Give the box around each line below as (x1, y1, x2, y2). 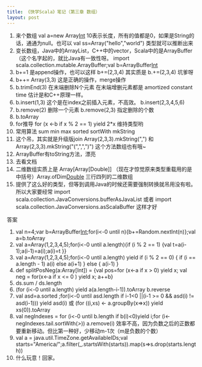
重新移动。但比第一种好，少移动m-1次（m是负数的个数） (20, 327, 162, 334)
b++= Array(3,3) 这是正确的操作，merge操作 (15, 76, 127, 83)
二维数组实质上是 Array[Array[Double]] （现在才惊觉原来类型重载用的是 (15, 165, 192, 173)
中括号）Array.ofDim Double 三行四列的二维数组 (15, 173, 133, 180)
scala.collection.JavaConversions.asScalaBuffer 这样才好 (15, 203, 158, 210)
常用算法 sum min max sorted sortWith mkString (15, 127, 135, 135)
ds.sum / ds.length (15, 279, 62, 287)
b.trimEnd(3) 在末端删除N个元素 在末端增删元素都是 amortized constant (15, 83, 193, 91)
